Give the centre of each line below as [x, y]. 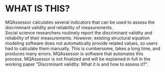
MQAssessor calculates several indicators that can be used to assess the [80, 22]
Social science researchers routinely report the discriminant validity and [79, 33]
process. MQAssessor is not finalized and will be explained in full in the [78, 59]
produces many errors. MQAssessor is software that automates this [74, 54]
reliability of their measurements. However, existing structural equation [78, 38]
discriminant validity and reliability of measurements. [59, 27]
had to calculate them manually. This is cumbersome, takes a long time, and [83, 48]
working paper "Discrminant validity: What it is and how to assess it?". [77, 64]
